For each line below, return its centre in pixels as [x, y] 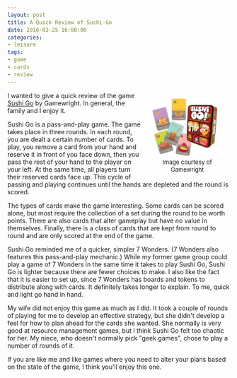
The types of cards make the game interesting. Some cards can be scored [116, 206]
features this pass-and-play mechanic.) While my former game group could [117, 256]
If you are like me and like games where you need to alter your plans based [117, 359]
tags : [15, 52]
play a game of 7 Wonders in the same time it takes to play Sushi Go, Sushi [116, 264]
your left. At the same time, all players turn [69, 169]
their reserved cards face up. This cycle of [69, 177]
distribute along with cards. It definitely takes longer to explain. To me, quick [118, 287]
